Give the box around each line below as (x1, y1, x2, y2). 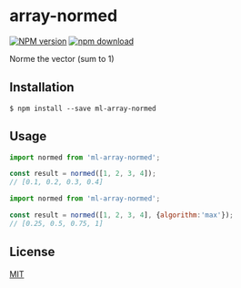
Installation (9, 79, 75, 96)
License (9, 244, 55, 260)
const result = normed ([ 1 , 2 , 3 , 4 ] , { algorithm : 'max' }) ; (9, 211, 234, 220)
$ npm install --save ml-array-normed (9, 104, 156, 113)
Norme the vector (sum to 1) (9, 53, 115, 64)
